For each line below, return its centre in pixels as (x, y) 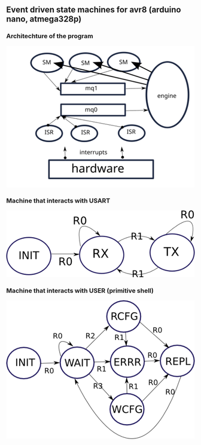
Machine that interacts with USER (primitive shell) (80, 290)
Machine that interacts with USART (58, 201)
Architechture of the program (50, 36)
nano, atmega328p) (44, 19)
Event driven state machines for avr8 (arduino (94, 10)
